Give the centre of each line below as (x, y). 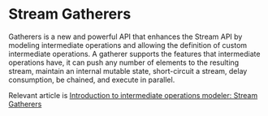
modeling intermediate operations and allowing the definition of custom (128, 45)
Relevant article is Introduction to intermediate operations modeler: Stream (133, 95)
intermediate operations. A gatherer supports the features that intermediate (134, 54)
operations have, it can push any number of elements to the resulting (124, 62)
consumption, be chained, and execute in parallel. (92, 79)
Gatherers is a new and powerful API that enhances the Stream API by (125, 37)
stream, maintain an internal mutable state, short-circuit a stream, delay (128, 71)
